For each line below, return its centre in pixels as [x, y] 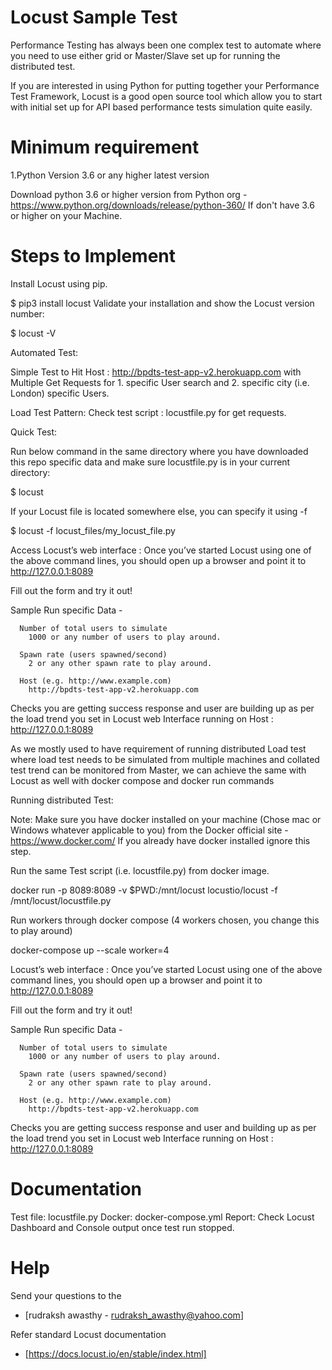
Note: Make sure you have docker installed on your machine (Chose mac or [166, 819]
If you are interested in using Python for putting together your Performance [165, 85]
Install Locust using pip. [59, 283]
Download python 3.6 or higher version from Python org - [129, 194]
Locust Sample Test [94, 17]
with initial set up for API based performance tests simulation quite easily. [161, 107]
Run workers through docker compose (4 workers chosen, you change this [165, 920]
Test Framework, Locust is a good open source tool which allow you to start [166, 96]
